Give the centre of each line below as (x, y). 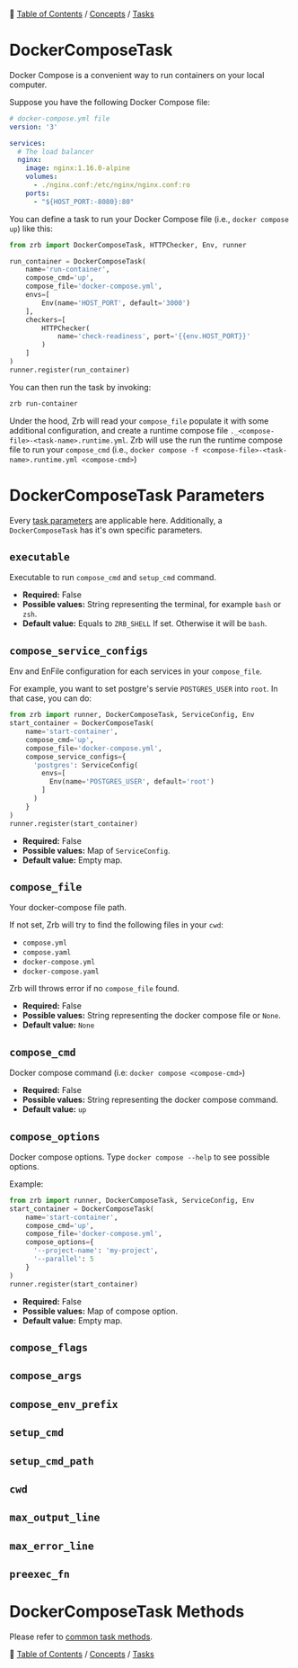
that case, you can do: (51, 698)
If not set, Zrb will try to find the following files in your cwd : (117, 925)
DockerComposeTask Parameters (137, 495)
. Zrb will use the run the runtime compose (204, 440)
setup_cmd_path (52, 1461)
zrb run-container (44, 404)
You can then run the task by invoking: (80, 387)
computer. (28, 85)
